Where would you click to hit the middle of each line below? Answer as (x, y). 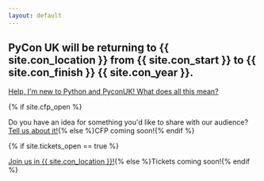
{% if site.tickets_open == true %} (64, 146)
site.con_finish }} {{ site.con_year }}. (101, 73)
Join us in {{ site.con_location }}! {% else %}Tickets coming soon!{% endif (129, 162)
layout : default (35, 15)
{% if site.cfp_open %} (45, 107)
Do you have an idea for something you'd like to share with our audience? (128, 122)
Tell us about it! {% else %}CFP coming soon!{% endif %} (102, 131)
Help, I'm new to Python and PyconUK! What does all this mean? (114, 91)
